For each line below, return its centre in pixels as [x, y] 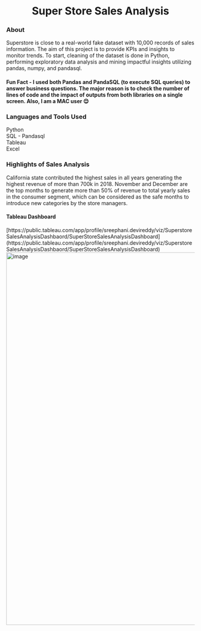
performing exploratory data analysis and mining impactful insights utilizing [99, 62]
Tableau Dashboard [31, 217]
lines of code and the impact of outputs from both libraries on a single [95, 95]
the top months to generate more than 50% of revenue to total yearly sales [98, 190]
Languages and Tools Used [46, 117]
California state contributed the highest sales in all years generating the [94, 178]
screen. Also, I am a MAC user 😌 [48, 101]
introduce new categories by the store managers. [67, 203]
